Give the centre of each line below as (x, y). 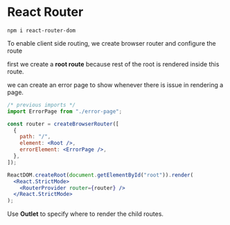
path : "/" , (35, 137)
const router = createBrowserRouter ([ (63, 124)
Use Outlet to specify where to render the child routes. (86, 214)
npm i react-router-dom (42, 30)
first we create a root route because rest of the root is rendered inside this (113, 64)
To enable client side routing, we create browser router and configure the (112, 43)
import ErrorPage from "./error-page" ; (65, 111)
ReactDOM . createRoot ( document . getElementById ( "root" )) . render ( (100, 175)
